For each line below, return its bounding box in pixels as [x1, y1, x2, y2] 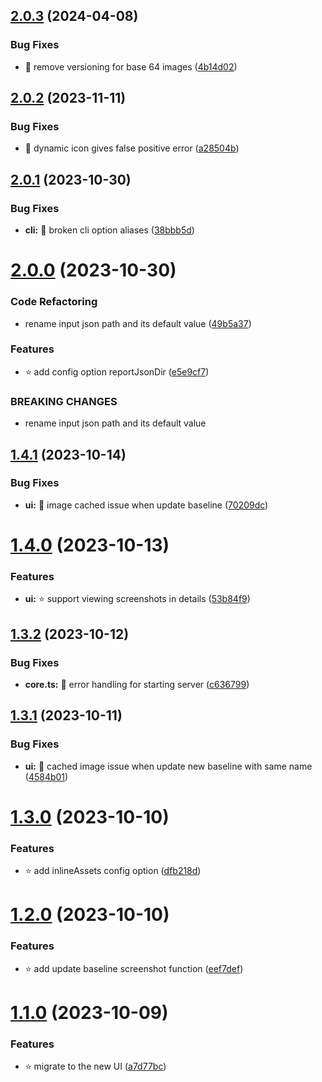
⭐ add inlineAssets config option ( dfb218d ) [24, 865, 202, 877]
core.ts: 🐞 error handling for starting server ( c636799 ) [24, 679, 250, 690]
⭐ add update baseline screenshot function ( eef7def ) [24, 962, 244, 974]
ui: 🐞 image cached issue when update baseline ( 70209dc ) [24, 499, 269, 511]
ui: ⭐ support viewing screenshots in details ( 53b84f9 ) [24, 593, 251, 605]
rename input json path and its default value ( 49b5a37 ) [24, 317, 252, 329]
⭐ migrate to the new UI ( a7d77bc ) [24, 1060, 167, 1073]
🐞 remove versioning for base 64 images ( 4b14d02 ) [24, 60, 238, 73]
